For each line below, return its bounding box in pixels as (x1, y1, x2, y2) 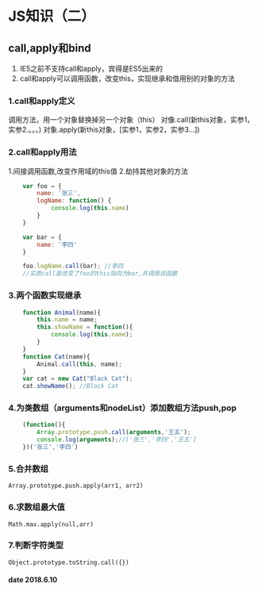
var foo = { (22, 182, 62, 190)
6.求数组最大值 (8, 501, 65, 512)
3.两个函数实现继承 (8, 290, 82, 301)
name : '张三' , (37, 190, 81, 198)
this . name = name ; (37, 316, 98, 324)
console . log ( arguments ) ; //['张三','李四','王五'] (37, 436, 197, 444)
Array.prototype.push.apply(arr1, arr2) (8, 482, 144, 490)
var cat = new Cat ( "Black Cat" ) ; (22, 374, 133, 383)
